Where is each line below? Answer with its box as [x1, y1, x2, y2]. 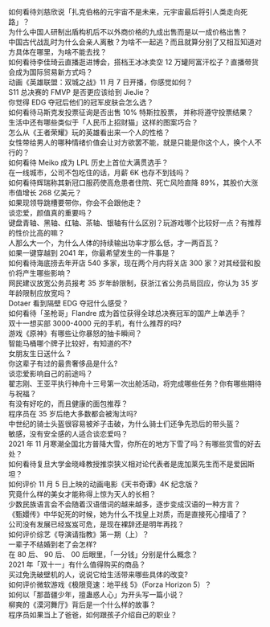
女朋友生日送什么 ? [8, 349, 71, 358]
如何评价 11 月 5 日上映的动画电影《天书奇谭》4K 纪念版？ [8, 479, 199, 489]
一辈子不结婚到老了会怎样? [8, 539, 97, 549]
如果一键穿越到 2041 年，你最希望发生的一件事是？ [8, 248, 177, 257]
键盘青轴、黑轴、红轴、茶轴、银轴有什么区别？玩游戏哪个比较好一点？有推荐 [8, 218, 262, 227]
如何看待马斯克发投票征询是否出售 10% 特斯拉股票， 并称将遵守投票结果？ [8, 108, 255, 117]
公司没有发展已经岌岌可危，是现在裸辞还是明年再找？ [8, 519, 185, 529]
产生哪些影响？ [22, 268, 72, 277]
